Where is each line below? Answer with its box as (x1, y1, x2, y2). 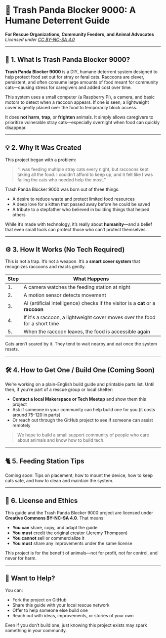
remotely (12, 423, 31, 428)
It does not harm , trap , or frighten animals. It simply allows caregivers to (5, 114, 154, 120)
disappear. (5, 125, 27, 130)
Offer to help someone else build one (12, 607, 88, 613)
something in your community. (5, 627, 67, 633)
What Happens (73, 275, 109, 282)
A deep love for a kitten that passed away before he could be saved (12, 201, 150, 207)
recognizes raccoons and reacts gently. (5, 264, 86, 270)
